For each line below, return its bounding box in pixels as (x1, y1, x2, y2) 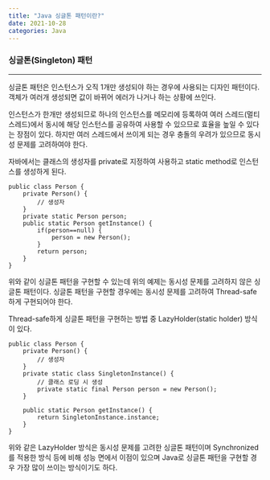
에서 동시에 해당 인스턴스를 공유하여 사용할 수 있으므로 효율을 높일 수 (30, 119, 245, 129)
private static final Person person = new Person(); (37, 385, 218, 393)
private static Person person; (22, 212, 128, 220)
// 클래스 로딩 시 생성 (37, 378, 103, 386)
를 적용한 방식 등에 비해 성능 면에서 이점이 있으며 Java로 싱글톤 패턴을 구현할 (8, 452, 249, 462)
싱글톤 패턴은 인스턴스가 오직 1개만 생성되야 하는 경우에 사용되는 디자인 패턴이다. (8, 82, 260, 92)
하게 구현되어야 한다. (8, 297, 73, 306)
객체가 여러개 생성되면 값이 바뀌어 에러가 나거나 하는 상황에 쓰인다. (8, 92, 216, 101)
